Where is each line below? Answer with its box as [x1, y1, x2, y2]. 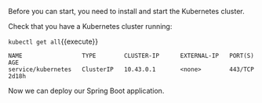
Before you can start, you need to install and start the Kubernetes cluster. [8, 7, 245, 16]
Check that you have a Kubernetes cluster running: [8, 22, 173, 30]
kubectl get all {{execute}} [8, 37, 99, 46]
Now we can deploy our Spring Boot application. [8, 86, 165, 95]
